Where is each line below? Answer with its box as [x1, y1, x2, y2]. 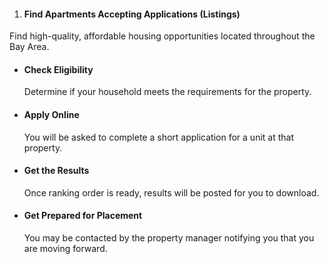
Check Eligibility [23, 63, 94, 75]
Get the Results [23, 165, 90, 177]
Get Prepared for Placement [23, 210, 143, 222]
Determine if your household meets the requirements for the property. [23, 86, 312, 98]
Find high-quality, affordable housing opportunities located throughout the [9, 30, 316, 42]
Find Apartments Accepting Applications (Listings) [23, 8, 241, 20]
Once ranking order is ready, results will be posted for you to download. [23, 186, 320, 199]
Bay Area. [9, 41, 50, 53]
